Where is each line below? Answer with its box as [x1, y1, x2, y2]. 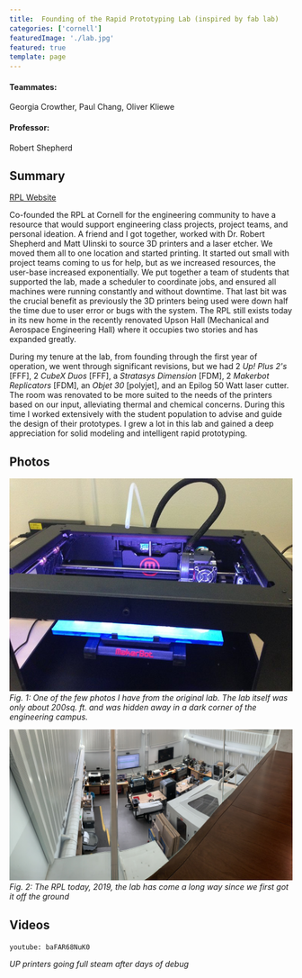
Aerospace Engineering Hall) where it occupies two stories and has [9, 324, 259, 335]
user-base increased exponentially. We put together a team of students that [9, 267, 289, 278]
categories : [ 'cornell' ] [9, 23, 102, 33]
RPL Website [9, 192, 57, 203]
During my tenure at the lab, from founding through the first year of [9, 351, 258, 362]
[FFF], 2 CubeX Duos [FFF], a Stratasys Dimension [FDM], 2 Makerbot [9, 370, 270, 382]
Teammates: [9, 81, 58, 92]
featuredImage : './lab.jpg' [9, 33, 115, 42]
